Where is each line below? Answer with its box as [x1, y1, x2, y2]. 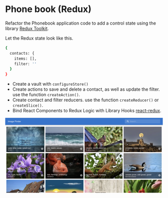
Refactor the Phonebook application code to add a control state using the [5, 20, 156, 26]
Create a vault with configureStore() [12, 81, 88, 87]
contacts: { [9, 51, 35, 56]
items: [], [14, 56, 37, 61]
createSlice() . [12, 102, 43, 108]
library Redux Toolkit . [5, 25, 49, 31]
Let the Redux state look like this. [5, 35, 73, 41]
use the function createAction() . [12, 92, 80, 98]
